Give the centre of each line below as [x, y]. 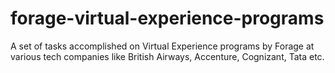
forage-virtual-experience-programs [167, 18]
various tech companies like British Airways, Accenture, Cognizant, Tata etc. [167, 56]
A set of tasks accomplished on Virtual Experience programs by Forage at [162, 46]
